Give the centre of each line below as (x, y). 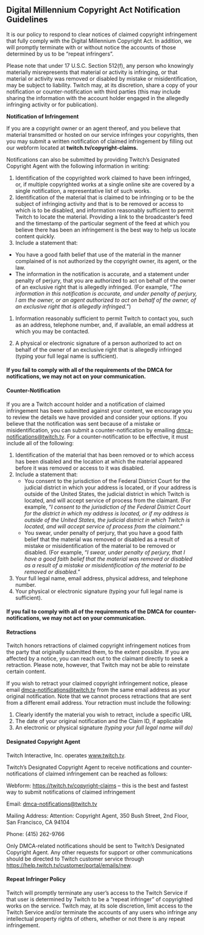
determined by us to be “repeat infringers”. (60, 54)
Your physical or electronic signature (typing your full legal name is (99, 591)
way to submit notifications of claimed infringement (71, 792)
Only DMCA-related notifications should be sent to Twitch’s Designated (95, 846)
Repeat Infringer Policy (36, 879)
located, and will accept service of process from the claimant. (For (107, 500)
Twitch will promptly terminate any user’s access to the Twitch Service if (97, 893)
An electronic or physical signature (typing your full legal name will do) (104, 728)
